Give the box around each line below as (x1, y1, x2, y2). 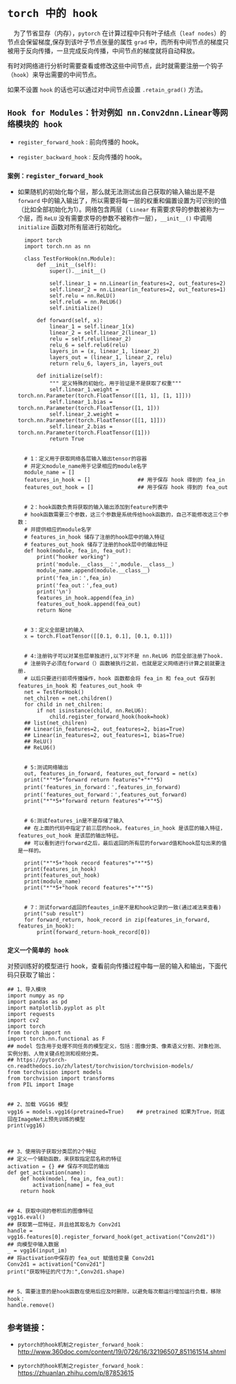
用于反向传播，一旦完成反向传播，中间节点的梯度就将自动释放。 (13, 47, 199, 55)
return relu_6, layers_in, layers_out (49, 360, 163, 367)
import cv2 (7, 1017, 39, 1024)
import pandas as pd (7, 999, 68, 1006)
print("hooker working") (36, 554, 110, 561)
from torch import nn (7, 1030, 71, 1037)
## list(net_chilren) (24, 719, 88, 727)
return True (49, 435, 85, 443)
